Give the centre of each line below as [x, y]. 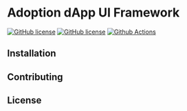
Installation [32, 53]
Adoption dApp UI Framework [93, 13]
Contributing [35, 77]
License [24, 100]
